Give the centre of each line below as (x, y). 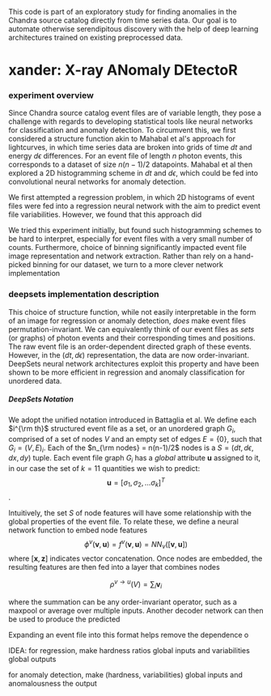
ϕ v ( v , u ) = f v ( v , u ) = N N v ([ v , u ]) (136, 544)
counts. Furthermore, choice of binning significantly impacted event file (127, 248)
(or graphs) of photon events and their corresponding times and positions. (132, 337)
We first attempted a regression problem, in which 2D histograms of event (131, 197)
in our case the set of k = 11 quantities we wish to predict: (104, 469)
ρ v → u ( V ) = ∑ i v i (136, 584)
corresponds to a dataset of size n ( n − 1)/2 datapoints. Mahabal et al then (131, 164)
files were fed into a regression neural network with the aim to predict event (135, 206)
